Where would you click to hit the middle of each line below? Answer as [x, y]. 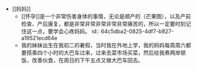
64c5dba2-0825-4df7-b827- [137, 31]
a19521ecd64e [39, 38]
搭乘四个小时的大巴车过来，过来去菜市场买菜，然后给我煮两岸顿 [106, 52]
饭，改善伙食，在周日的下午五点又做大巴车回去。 [82, 60]
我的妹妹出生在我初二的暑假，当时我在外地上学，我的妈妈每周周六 [103, 45]
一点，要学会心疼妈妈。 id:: [66, 31]
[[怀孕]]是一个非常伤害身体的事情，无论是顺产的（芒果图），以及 [101, 16]
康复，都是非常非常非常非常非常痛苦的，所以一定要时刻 [117, 24]
